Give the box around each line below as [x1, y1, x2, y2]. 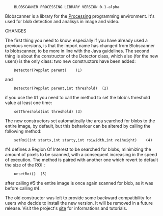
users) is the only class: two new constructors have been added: [5, 58, 136, 64]
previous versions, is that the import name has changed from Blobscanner [5, 43, 155, 49]
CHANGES [5, 28, 27, 34]
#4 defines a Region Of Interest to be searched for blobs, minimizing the [5, 146, 151, 152]
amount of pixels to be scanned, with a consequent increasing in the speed [5, 152, 157, 157]
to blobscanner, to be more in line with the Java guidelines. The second [5, 48, 150, 54]
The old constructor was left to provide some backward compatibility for [5, 195, 152, 201]
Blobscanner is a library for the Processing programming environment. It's [5, 13, 155, 19]
